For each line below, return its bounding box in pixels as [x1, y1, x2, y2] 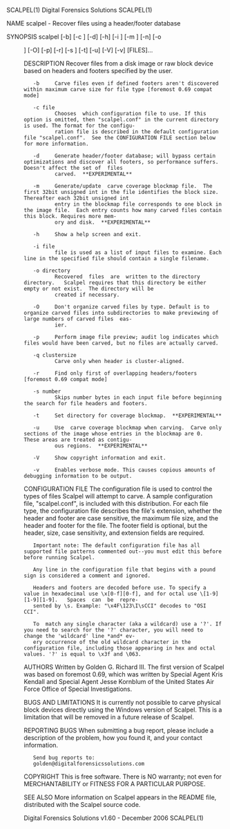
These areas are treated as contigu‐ [23, 436, 133, 443]
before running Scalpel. [23, 554, 95, 561]
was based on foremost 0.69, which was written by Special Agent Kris [23, 670, 223, 679]
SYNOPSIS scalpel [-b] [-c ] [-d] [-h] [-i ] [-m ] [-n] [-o [6, 32, 162, 41]
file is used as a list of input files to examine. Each [54, 249, 222, 256]
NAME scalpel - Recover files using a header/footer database [6, 19, 181, 27]
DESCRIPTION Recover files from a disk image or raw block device [23, 59, 213, 68]
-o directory [32, 267, 70, 274]
